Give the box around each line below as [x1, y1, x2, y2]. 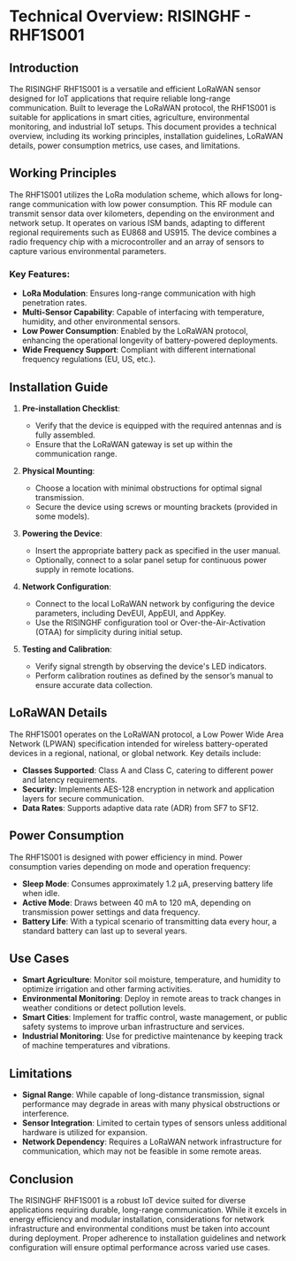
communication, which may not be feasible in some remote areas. [21, 1146, 262, 1157]
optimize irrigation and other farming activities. [21, 984, 193, 994]
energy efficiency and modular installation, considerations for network [9, 1213, 265, 1224]
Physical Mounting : [21, 465, 95, 476]
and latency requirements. [21, 774, 118, 785]
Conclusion [9, 1172, 74, 1187]
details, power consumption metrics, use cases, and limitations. [9, 140, 240, 151]
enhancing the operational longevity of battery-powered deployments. [21, 335, 278, 346]
